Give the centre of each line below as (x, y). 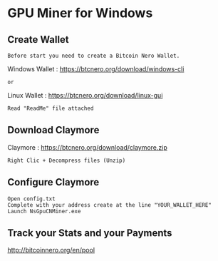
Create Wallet (38, 40)
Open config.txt (31, 199)
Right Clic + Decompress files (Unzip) (67, 160)
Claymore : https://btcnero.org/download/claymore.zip (87, 147)
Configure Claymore (53, 182)
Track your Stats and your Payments (90, 233)
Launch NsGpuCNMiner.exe (44, 211)
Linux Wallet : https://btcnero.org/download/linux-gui (85, 95)
